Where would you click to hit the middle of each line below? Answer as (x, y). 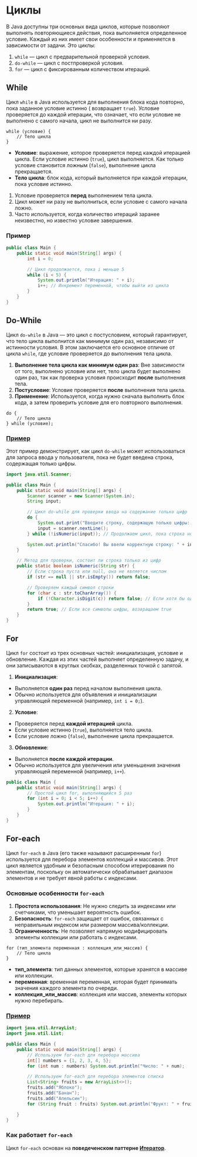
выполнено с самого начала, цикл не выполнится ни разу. (79, 121)
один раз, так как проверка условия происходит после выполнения (100, 377)
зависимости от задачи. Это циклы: (51, 45)
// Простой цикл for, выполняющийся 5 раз (80, 793)
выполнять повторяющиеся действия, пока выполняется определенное (96, 32)
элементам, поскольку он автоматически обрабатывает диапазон (89, 872)
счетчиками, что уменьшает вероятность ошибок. (78, 912)
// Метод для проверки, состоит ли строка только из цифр (89, 561)
